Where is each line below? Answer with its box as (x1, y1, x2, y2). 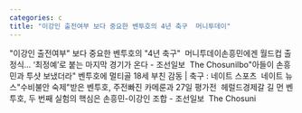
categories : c (9, 13, 63, 23)
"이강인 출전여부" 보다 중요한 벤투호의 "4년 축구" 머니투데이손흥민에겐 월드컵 (9, 47, 282, 59)
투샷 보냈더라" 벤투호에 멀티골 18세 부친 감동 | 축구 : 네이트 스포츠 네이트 (25, 70, 283, 81)
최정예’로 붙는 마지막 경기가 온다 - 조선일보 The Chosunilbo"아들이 (34, 59, 274, 70)
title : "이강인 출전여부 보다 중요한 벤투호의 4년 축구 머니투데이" (9, 22, 231, 31)
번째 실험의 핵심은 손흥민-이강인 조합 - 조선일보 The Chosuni (37, 92, 257, 104)
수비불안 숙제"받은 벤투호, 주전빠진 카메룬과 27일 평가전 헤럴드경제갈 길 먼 (20, 81, 285, 92)
